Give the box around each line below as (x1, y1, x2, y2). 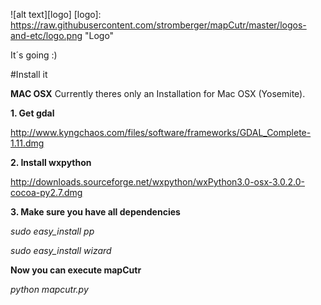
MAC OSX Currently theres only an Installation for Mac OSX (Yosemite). (10, 88, 306, 99)
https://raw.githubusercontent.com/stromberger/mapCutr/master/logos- (10, 19, 307, 31)
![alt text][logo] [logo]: (10, 9, 102, 20)
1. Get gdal (10, 107, 55, 119)
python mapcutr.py (10, 284, 89, 295)
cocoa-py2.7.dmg (10, 187, 83, 198)
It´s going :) (10, 49, 58, 61)
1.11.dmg (10, 137, 45, 149)
